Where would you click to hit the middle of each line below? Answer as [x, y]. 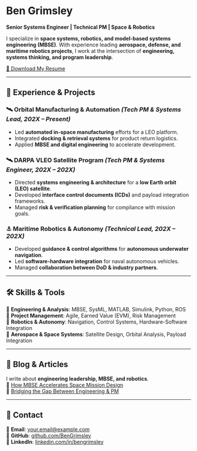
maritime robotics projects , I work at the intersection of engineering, [90, 51]
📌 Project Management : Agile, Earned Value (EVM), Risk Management [91, 316]
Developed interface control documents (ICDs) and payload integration [102, 194]
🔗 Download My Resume [36, 68]
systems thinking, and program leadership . [60, 57]
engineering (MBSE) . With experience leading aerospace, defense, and [94, 45]
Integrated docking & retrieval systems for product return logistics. [96, 138]
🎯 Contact [25, 415]
